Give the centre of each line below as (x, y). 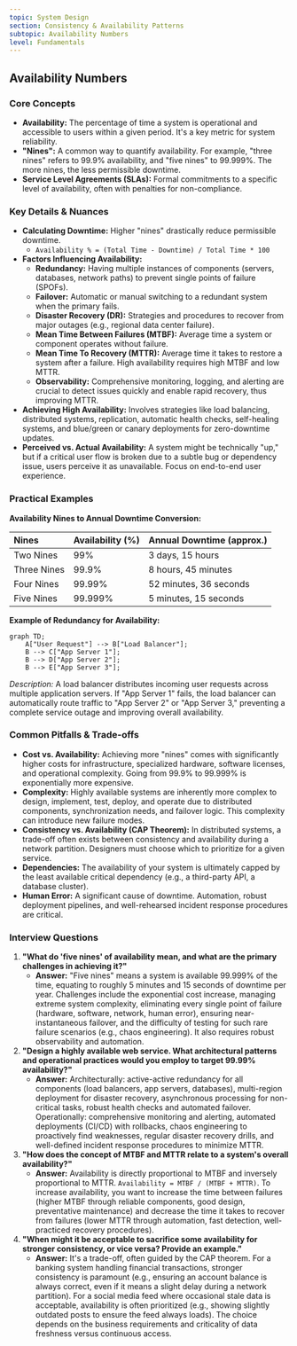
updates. (38, 438)
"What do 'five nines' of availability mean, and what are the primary (149, 957)
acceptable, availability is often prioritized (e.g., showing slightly (152, 1305)
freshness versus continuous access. (103, 1334)
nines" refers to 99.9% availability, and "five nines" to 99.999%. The (147, 160)
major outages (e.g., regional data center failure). (125, 325)
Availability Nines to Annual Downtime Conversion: (106, 518)
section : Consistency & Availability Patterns (97, 26)
